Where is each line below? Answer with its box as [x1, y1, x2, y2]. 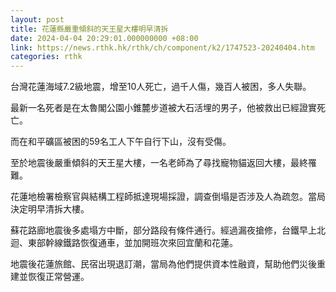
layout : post [10, 14, 65, 25]
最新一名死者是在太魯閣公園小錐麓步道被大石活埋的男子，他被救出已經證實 [10, 102, 317, 114]
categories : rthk [10, 52, 83, 62]
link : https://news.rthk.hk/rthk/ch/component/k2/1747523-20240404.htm [10, 42, 315, 53]
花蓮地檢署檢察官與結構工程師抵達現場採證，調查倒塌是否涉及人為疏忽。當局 [10, 191, 326, 203]
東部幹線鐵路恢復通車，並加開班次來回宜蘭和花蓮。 [27, 237, 238, 249]
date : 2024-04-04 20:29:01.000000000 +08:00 [10, 33, 199, 43]
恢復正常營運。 [27, 271, 90, 283]
